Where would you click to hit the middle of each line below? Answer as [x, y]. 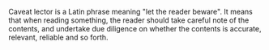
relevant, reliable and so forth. [58, 37]
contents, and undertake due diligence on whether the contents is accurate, [135, 29]
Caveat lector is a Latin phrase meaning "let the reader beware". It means [130, 12]
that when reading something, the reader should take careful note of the [129, 20]
